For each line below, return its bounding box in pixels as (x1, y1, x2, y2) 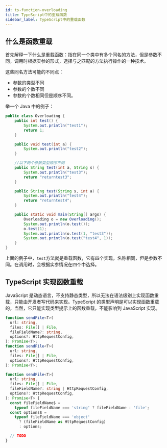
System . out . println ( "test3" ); (23, 169, 88, 175)
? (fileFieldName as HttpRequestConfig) (18, 419, 106, 425)
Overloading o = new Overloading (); (23, 216, 102, 222)
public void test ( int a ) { (14, 141, 72, 147)
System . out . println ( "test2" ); (23, 146, 88, 152)
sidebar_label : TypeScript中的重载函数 (5, 17, 86, 22)
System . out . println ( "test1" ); (23, 123, 88, 128)
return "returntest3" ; (23, 175, 72, 180)
